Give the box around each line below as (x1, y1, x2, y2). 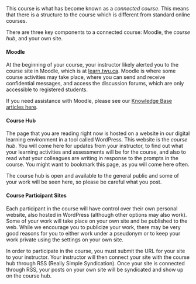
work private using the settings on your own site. (6, 236, 124, 243)
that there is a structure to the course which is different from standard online (6, 11, 191, 18)
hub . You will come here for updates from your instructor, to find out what (6, 143, 183, 150)
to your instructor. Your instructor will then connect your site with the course (6, 254, 190, 261)
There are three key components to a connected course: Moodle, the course (6, 29, 191, 36)
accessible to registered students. (6, 86, 88, 93)
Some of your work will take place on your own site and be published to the (6, 217, 188, 224)
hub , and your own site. (6, 35, 63, 41)
